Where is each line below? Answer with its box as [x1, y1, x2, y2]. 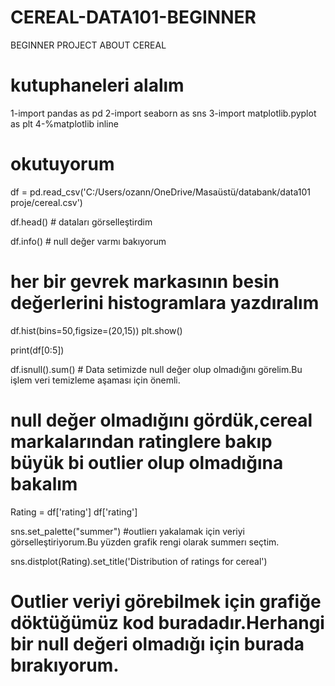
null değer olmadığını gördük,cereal [10, 409, 313, 431]
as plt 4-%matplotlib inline [10, 117, 119, 130]
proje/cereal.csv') [10, 196, 83, 208]
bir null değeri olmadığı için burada [10, 632, 305, 655]
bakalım [10, 472, 78, 495]
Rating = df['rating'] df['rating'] [10, 506, 138, 518]
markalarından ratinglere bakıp [10, 430, 273, 453]
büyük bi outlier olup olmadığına [10, 451, 284, 474]
